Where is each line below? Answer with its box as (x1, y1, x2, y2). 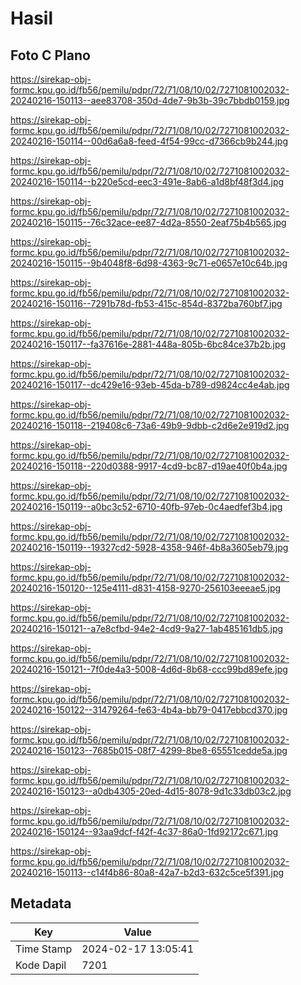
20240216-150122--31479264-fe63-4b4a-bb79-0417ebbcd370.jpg (10, 704, 288, 716)
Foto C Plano (10, 47, 91, 64)
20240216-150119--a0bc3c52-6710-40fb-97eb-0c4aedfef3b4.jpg (10, 501, 283, 512)
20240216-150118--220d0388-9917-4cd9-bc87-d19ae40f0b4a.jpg (10, 460, 288, 472)
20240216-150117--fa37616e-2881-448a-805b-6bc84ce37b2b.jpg (10, 338, 287, 350)
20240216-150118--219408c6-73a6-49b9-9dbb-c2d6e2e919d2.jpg (10, 420, 290, 431)
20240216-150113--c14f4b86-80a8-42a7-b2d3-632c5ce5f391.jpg (10, 867, 285, 878)
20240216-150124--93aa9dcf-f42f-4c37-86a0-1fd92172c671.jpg (10, 826, 279, 837)
